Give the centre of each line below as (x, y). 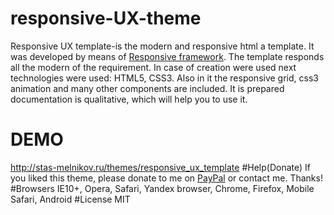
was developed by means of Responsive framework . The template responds (167, 56)
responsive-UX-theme (106, 18)
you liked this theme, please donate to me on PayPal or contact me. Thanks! (166, 178)
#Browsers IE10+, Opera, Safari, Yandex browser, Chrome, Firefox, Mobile (162, 188)
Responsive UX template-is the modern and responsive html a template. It (162, 46)
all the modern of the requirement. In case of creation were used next (153, 67)
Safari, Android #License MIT (70, 199)
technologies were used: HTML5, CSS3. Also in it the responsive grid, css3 (164, 78)
